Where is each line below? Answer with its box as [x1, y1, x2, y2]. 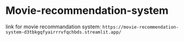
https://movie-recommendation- [102, 24, 179, 30]
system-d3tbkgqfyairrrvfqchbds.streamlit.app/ [5, 29, 122, 35]
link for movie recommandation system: [5, 23, 101, 30]
